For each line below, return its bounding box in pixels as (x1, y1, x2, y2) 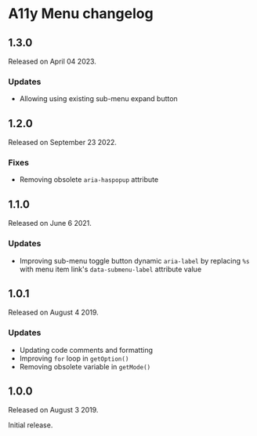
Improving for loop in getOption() (19, 354, 129, 363)
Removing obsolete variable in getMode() (19, 362, 151, 371)
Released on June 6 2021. (8, 219, 92, 228)
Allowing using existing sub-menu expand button (19, 94, 178, 104)
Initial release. (8, 420, 53, 430)
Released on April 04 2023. (8, 56, 96, 66)
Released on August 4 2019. (8, 307, 100, 318)
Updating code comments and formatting (19, 345, 154, 354)
